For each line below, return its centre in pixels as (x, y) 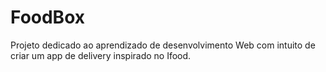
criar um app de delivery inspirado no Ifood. (101, 55)
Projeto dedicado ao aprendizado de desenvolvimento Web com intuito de (163, 45)
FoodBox (47, 17)
